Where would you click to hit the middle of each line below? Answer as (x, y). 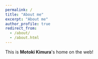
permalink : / (19, 10)
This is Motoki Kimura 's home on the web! (50, 52)
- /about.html (24, 38)
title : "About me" (24, 14)
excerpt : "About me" (27, 19)
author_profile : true (28, 24)
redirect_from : (21, 28)
